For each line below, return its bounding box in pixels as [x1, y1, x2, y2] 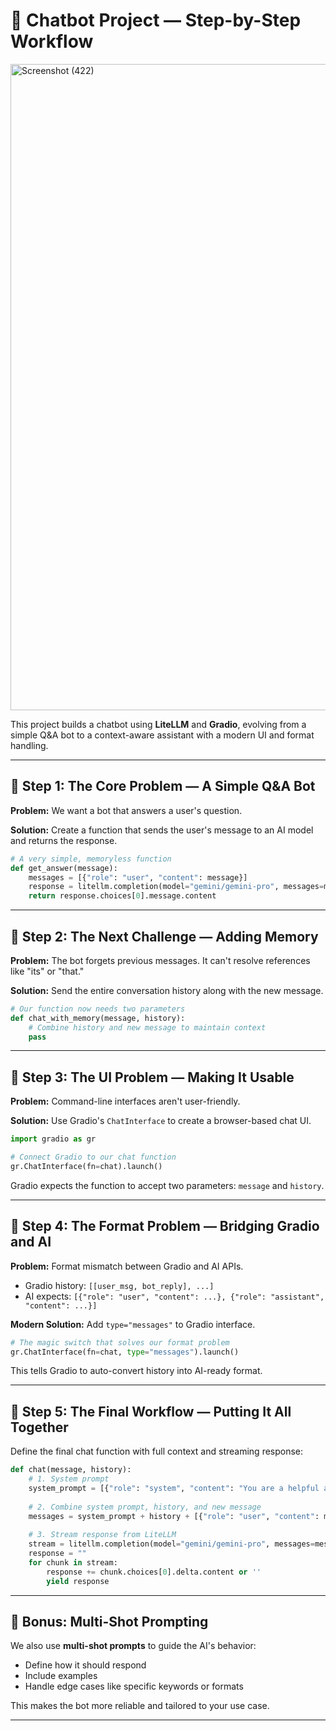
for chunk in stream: [28, 1558, 118, 1568]
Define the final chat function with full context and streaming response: [10, 1445, 304, 1458]
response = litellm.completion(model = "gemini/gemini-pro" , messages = [28, 882, 325, 892]
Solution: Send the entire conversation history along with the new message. [10, 984, 324, 996]
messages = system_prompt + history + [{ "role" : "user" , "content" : [28, 1511, 320, 1521]
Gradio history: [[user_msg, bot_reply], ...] [24, 1279, 215, 1291]
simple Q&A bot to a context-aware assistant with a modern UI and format [10, 729, 315, 741]
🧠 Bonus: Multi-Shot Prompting [10, 1614, 209, 1631]
